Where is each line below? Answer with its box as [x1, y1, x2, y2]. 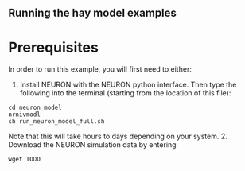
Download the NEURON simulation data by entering [8, 140, 177, 150]
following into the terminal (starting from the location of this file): [19, 88, 231, 98]
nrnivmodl [8, 111, 41, 119]
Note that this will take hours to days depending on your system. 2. [8, 131, 228, 142]
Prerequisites [8, 38, 99, 56]
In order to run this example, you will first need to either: [8, 64, 192, 74]
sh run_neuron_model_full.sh [8, 118, 105, 126]
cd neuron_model [8, 103, 62, 112]
